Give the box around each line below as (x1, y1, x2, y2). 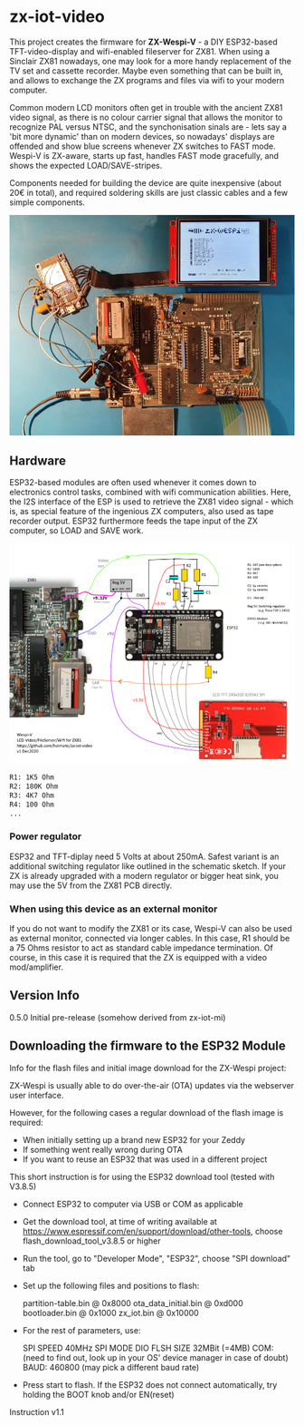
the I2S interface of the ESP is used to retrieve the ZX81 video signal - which (9, 496, 294, 507)
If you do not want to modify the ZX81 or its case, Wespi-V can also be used (9, 922, 292, 933)
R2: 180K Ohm (9, 782, 59, 791)
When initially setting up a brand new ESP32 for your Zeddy (22, 1134, 246, 1145)
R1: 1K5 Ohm (9, 773, 54, 782)
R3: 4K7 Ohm (9, 791, 54, 800)
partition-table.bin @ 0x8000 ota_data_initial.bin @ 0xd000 (22, 1297, 244, 1308)
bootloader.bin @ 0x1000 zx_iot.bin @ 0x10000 (22, 1307, 199, 1318)
